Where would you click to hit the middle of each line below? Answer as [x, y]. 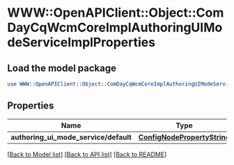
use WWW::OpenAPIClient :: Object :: [57, 84]
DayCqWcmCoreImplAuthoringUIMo [115, 28]
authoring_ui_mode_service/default [71, 137]
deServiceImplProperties [81, 42]
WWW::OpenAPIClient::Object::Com [116, 13]
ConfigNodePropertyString [184, 137]
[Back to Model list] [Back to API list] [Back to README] [87, 154]
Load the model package [62, 68]
